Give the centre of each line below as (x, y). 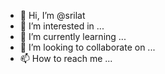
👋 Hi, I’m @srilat (52, 15)
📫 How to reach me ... (66, 58)
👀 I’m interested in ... (62, 26)
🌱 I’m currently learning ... (73, 36)
